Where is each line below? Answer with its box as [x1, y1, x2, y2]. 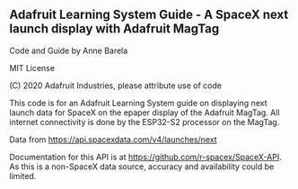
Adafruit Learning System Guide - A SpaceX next [9, 7, 289, 22]
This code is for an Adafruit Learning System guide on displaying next [9, 97, 267, 108]
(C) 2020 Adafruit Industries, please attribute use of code [9, 80, 223, 91]
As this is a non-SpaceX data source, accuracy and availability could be [9, 161, 275, 172]
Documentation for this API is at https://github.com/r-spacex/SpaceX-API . [9, 151, 283, 162]
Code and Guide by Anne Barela [9, 45, 128, 56]
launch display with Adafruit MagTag [9, 22, 220, 37]
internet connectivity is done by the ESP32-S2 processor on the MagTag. [9, 116, 280, 127]
